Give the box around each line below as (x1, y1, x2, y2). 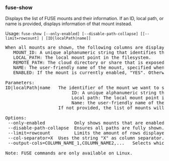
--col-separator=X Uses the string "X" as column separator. (8, 135, 164, 141)
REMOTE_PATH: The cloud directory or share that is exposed (13, 60, 164, 65)
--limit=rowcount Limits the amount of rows (8, 130, 141, 136)
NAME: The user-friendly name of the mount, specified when (13, 65, 164, 70)
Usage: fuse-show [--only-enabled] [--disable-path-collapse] (5, 31, 138, 37)
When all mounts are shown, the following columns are (5, 45, 143, 50)
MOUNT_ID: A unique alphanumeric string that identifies (13, 50, 157, 55)
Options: (5, 115, 27, 121)
